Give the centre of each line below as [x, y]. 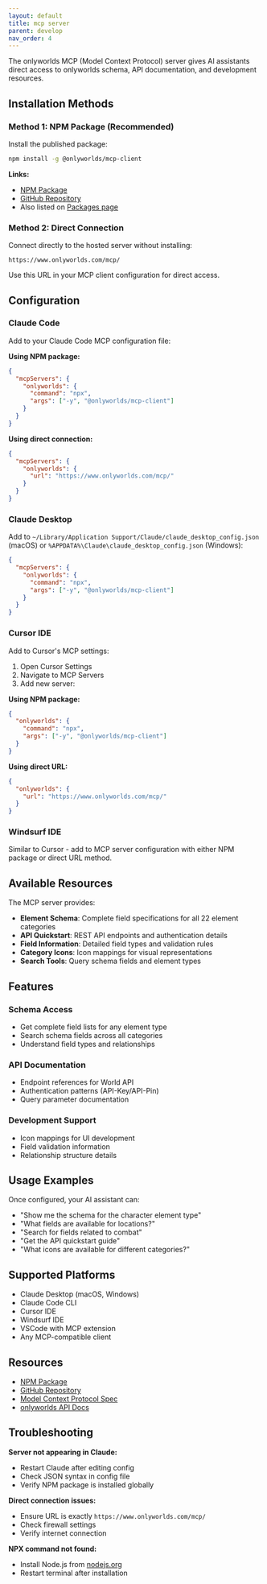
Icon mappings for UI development [77, 1138]
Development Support [52, 1120]
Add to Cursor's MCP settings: [59, 651]
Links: [19, 174]
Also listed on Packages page [69, 207]
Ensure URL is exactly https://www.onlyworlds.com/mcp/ [113, 1516]
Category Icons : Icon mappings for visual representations [116, 953]
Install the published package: [58, 144]
